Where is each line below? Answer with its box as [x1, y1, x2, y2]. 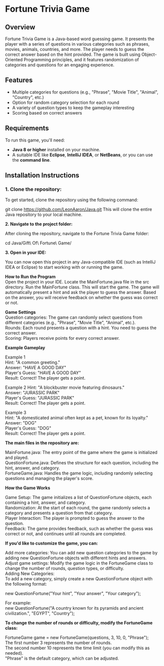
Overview [5, 23, 36, 31]
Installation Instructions [5, 171, 80, 180]
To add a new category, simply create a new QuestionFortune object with [5, 576, 153, 582]
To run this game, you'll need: [5, 137, 65, 143]
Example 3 [5, 410, 26, 416]
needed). [5, 650, 23, 656]
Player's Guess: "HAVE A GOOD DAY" [5, 370, 81, 376]
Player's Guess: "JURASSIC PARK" [5, 395, 74, 401]
